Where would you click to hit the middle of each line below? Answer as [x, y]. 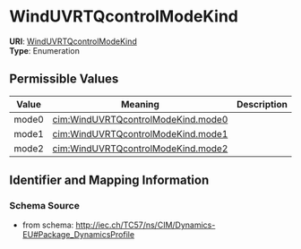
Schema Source [45, 206]
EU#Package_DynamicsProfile [78, 235]
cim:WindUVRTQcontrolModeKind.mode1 [140, 133]
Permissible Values [64, 79]
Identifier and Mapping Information [109, 180]
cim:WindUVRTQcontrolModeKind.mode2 [140, 148]
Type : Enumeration [45, 50]
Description [262, 104]
